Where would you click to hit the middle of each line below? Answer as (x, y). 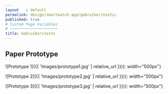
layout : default (26, 10)
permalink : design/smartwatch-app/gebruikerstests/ (61, 15)
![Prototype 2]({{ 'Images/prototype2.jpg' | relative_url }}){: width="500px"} (84, 76)
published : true (22, 19)
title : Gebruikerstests (30, 34)
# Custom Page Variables (31, 24)
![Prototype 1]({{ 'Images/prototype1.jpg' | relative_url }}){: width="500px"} (83, 66)
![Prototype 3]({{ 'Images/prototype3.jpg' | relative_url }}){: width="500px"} (84, 86)
